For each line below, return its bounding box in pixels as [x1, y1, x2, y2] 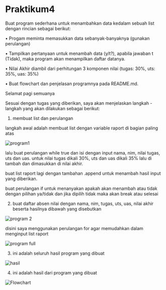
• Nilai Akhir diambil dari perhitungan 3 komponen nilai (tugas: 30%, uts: [5, 65, 155, 71]
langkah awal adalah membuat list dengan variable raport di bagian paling [5, 125, 158, 131]
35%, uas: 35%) [5, 70, 39, 77]
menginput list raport [5, 231, 49, 237]
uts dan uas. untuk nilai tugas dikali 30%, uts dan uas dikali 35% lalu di [5, 155, 152, 161]
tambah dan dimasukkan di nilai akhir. [5, 160, 84, 167]
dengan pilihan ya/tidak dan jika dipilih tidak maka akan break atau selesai [5, 190, 158, 197]
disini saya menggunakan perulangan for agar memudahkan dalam [5, 225, 143, 231]
